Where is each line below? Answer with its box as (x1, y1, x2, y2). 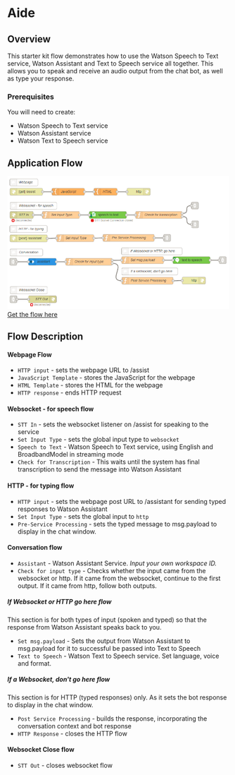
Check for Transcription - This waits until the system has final (17, 457, 201, 467)
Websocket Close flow (7, 745, 75, 754)
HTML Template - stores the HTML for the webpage (17, 381, 163, 390)
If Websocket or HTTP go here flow (7, 598, 112, 606)
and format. (17, 659, 51, 668)
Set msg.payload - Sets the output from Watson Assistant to (17, 637, 191, 645)
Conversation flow (7, 543, 63, 552)
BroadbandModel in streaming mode (17, 450, 125, 459)
